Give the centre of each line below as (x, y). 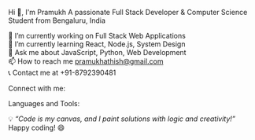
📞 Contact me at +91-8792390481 (62, 72)
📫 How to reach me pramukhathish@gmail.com (86, 61)
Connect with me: (37, 88)
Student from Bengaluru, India (57, 20)
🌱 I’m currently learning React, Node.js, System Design (97, 44)
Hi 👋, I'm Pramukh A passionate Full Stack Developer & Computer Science (128, 12)
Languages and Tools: (44, 103)
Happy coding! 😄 (37, 127)
